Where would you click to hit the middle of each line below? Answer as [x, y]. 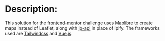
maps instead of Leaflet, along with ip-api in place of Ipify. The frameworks [82, 28]
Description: [31, 9]
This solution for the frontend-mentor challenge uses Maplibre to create [79, 23]
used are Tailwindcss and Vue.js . [39, 33]
